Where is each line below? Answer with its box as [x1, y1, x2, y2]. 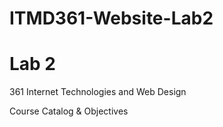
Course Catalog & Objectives [9, 105, 129, 117]
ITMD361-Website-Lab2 [9, 7, 214, 30]
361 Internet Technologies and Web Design [9, 86, 187, 98]
